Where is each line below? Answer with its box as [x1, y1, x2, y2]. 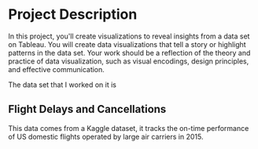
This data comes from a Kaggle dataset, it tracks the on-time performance [8, 123, 249, 133]
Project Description [8, 5, 138, 24]
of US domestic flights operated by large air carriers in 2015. [8, 132, 204, 141]
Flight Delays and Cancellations [8, 103, 167, 116]
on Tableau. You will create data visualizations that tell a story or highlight [8, 39, 246, 49]
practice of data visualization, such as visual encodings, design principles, [8, 56, 249, 66]
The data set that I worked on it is [8, 80, 116, 89]
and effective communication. [8, 64, 105, 74]
